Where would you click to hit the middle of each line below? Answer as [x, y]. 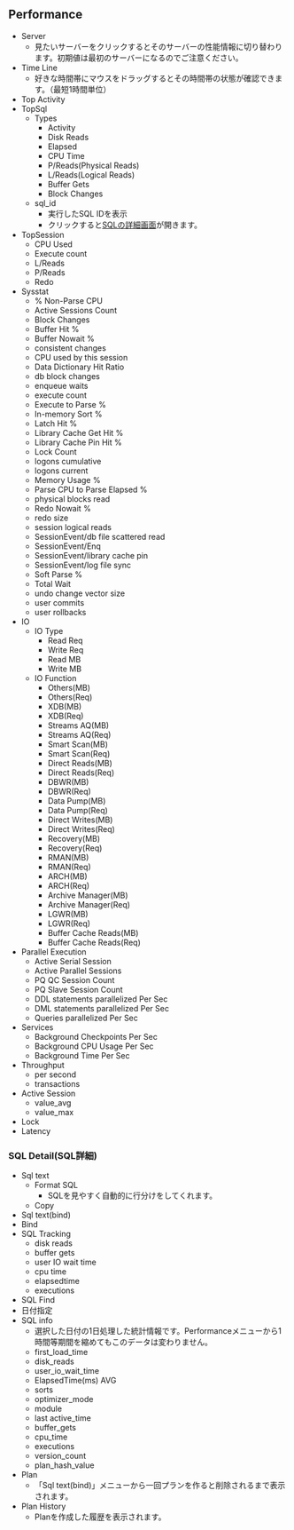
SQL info [37, 1320]
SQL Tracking [46, 1234]
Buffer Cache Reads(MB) [93, 932]
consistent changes [70, 348]
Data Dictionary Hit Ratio [79, 367]
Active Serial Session [73, 961]
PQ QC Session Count [74, 979]
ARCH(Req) [69, 885]
